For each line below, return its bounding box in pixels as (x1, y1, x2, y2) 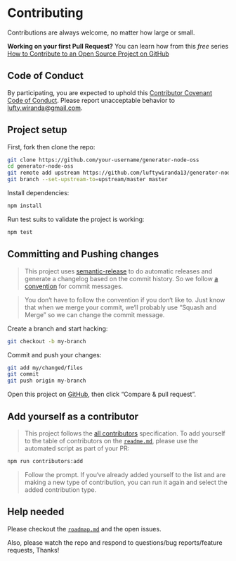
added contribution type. (24, 485, 97, 494)
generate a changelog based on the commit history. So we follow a (24, 274, 218, 283)
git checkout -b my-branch (7, 338, 86, 345)
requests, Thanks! (7, 545, 60, 554)
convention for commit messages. (24, 282, 124, 290)
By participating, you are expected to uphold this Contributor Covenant (7, 88, 213, 97)
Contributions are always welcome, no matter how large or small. (7, 28, 195, 37)
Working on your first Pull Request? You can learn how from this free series (7, 42, 229, 50)
